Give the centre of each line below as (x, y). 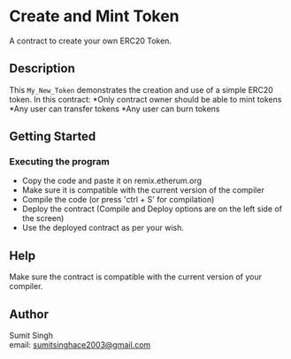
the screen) (43, 218)
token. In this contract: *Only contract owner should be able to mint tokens (145, 99)
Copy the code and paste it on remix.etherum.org (111, 181)
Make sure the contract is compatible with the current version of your (136, 277)
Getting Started (53, 137)
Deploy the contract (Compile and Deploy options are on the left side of (152, 209)
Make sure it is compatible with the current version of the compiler (143, 190)
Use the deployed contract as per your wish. (103, 228)
